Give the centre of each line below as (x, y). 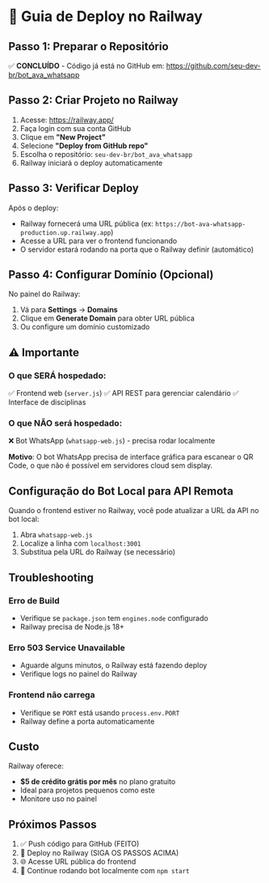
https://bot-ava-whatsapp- (200, 224)
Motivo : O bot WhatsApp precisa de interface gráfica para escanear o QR (131, 457)
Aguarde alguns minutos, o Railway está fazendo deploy (113, 665)
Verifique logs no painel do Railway (78, 674)
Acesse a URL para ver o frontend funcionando (99, 240)
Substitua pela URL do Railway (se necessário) (98, 552)
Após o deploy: (34, 208)
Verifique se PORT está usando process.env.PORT (100, 712)
